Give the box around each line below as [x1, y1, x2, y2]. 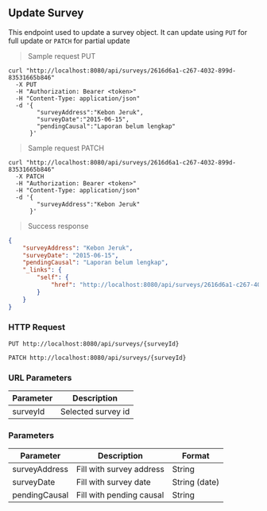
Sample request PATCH [27, 143, 105, 153]
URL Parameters [8, 372, 72, 383]
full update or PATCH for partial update [8, 36, 130, 45]
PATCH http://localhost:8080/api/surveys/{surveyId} [8, 354, 187, 362]
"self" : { [37, 273, 69, 281]
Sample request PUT [27, 51, 96, 60]
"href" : [50, 281, 77, 289]
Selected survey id [60, 406, 130, 417]
